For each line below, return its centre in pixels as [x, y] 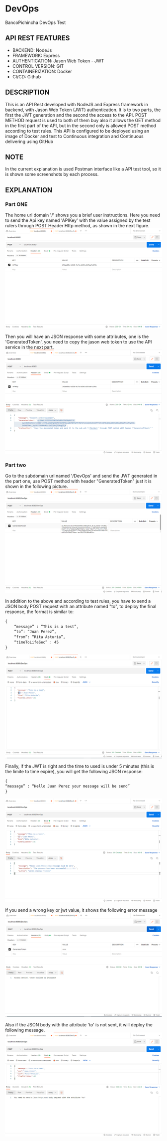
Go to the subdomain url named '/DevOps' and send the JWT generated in [81, 476]
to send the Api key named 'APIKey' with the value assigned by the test [78, 220]
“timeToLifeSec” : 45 [36, 643]
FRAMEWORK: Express [36, 55]
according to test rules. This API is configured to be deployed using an [77, 131]
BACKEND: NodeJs [32, 50]
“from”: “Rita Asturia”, [40, 637]
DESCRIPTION [27, 92]
